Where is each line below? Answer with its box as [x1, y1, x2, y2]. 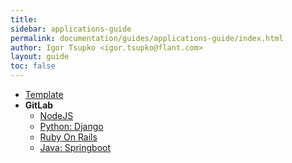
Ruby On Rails [39, 131, 98, 143]
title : [10, 14, 38, 25]
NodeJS [39, 110, 74, 121]
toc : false [10, 61, 56, 71]
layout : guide [10, 52, 70, 62]
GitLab [24, 99, 54, 111]
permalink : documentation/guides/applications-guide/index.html [10, 33, 284, 43]
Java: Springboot [39, 142, 112, 153]
